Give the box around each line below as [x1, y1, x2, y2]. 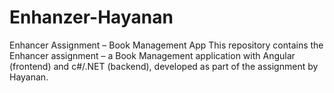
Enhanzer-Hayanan [9, 6, 174, 29]
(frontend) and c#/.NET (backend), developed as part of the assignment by [9, 60, 319, 72]
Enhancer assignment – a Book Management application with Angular [9, 49, 296, 61]
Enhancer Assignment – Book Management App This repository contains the [9, 39, 324, 51]
